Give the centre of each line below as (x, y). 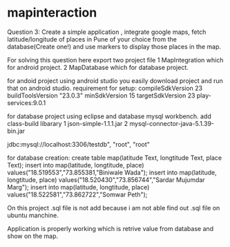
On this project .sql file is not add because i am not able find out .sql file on (114, 208)
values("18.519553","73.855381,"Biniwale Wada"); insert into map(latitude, (112, 172)
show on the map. (33, 236)
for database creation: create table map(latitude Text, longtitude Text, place (115, 158)
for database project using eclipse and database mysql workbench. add (109, 116)
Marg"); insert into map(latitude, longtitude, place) (78, 187)
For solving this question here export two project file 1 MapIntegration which (115, 60)
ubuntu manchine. (33, 215)
